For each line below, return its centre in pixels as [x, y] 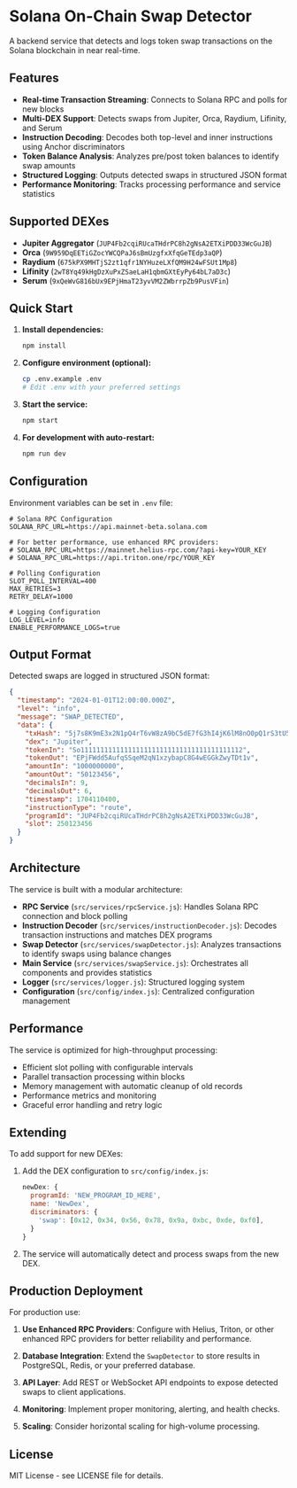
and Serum [42, 128]
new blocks [43, 109]
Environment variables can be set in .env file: [91, 502]
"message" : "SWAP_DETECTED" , [71, 717]
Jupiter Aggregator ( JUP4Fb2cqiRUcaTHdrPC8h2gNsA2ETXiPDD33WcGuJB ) [147, 243]
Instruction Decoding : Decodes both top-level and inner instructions [147, 137]
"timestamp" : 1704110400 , [73, 799]
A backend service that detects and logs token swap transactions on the [141, 41]
